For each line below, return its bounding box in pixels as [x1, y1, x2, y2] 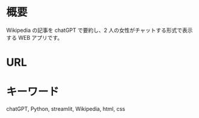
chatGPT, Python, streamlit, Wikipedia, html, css [6, 105, 125, 113]
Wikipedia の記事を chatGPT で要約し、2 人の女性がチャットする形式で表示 [6, 26, 194, 34]
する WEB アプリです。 [6, 34, 63, 41]
